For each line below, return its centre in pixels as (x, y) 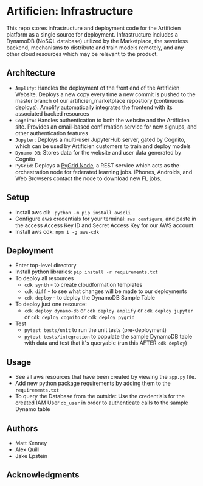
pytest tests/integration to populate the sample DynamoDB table (108, 337)
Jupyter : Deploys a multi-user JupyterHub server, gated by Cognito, (100, 139)
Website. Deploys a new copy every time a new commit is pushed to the (105, 94)
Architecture (31, 73)
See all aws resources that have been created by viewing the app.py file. (105, 377)
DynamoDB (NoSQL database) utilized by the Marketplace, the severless (97, 41)
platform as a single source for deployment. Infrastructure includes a (92, 34)
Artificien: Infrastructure (70, 11)
